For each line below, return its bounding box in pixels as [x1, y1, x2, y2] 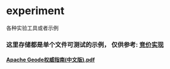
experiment [6, 4, 64, 18]
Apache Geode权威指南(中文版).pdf [6, 56, 95, 63]
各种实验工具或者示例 [6, 24, 58, 31]
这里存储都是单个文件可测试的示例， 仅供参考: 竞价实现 [6, 40, 164, 48]
